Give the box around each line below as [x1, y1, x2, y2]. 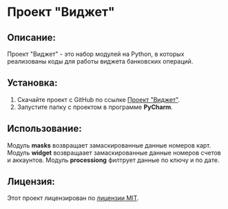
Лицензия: [7, 176, 55, 188]
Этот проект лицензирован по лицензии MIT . [7, 194, 139, 202]
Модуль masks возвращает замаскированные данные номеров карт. [7, 141, 211, 149]
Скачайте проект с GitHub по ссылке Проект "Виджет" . [17, 95, 180, 103]
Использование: [7, 123, 82, 135]
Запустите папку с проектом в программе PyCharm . [17, 103, 174, 111]
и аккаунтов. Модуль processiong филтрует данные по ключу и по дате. [7, 156, 220, 164]
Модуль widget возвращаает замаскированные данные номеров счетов [7, 148, 222, 157]
